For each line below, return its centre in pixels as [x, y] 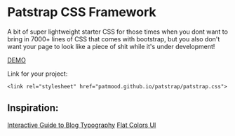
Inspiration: [33, 108]
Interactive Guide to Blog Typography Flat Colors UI [82, 125]
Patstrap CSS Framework [82, 12]
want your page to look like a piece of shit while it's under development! [111, 46]
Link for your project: [38, 74]
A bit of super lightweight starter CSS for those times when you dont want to [117, 32]
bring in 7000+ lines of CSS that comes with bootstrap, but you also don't [114, 39]
